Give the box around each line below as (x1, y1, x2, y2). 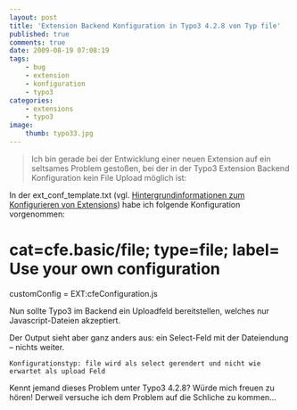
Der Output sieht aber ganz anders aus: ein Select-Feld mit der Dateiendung (9, 332, 289, 343)
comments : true (9, 37, 66, 47)
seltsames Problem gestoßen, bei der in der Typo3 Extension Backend (30, 162, 290, 174)
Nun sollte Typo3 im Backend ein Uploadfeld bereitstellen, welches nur (9, 305, 270, 316)
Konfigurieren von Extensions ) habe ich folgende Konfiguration (9, 199, 241, 209)
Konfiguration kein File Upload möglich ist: (30, 172, 187, 183)
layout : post (9, 12, 58, 22)
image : (9, 121, 34, 130)
